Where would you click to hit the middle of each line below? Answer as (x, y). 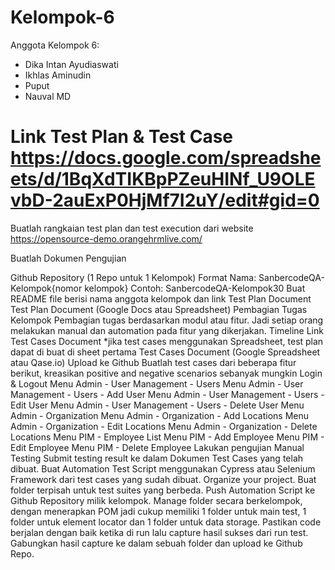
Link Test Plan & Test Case (122, 137)
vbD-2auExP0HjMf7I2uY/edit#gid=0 (165, 200)
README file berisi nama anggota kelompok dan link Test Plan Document (161, 298)
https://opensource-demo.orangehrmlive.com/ (106, 238)
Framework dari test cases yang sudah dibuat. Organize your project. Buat (163, 479)
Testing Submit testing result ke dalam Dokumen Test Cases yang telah (157, 458)
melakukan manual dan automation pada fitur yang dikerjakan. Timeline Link (167, 330)
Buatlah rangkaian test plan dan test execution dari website (132, 228)
